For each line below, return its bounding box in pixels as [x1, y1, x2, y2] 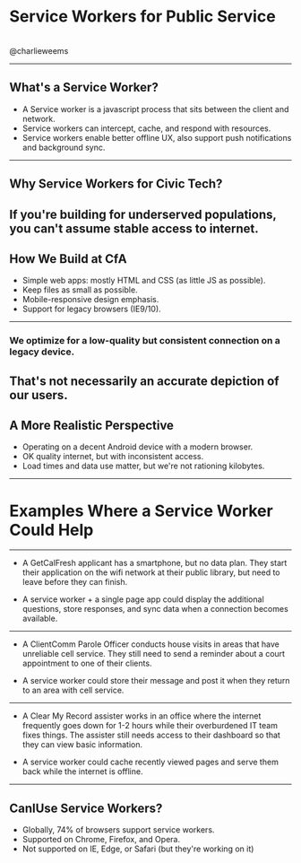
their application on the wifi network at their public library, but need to [21, 567, 280, 578]
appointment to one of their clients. [21, 658, 152, 669]
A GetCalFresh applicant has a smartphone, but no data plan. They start [21, 558, 288, 569]
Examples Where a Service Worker [9, 501, 273, 521]
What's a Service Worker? [9, 80, 159, 95]
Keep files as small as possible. [21, 284, 138, 295]
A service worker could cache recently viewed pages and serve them [21, 756, 279, 768]
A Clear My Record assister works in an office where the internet [21, 710, 262, 721]
